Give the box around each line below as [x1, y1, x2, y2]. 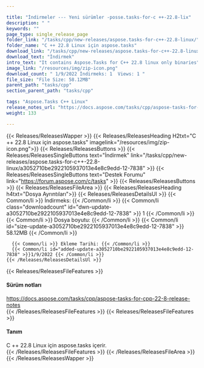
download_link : [6, 48, 45, 55]
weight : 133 [6, 110, 36, 116]
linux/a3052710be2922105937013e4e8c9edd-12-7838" [6, 164, 146, 172]
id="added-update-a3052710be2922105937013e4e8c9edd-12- [49, 246, 194, 252]
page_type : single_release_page [6, 31, 88, 37]
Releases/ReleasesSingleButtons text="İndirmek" [6, 151, 129, 159]
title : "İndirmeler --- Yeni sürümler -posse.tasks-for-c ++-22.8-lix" [6, 14, 191, 20]
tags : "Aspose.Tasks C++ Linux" [6, 99, 88, 105]
